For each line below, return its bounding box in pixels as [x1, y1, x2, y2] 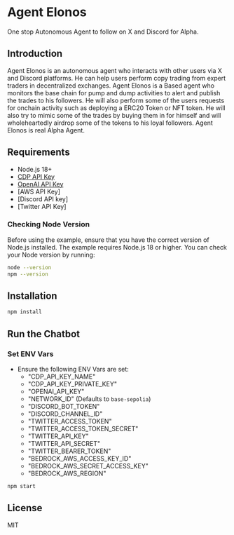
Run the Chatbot [7, 327, 81, 340]
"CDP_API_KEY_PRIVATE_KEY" [27, 379, 118, 388]
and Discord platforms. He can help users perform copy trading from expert [7, 74, 226, 82]
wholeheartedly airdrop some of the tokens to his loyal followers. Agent [7, 118, 214, 127]
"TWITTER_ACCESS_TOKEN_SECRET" [27, 424, 139, 433]
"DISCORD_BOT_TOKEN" [27, 402, 100, 410]
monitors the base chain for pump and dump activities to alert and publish [7, 88, 221, 97]
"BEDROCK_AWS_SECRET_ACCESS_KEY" [27, 461, 149, 470]
